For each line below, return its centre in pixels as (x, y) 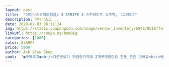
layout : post (19, 10)
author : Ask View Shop (29, 52)
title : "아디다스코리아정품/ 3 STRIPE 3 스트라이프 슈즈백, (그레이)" (71, 15)
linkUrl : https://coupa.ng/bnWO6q (41, 33)
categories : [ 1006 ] (26, 38)
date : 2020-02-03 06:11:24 (33, 24)
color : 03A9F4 (20, 43)
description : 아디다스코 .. (32, 19)
